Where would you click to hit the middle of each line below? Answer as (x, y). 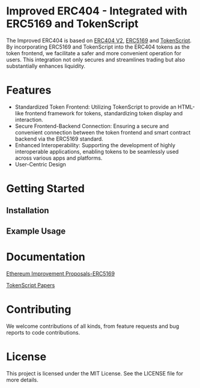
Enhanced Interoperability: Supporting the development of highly (95, 145)
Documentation (46, 257)
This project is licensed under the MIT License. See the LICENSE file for (95, 373)
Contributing (39, 309)
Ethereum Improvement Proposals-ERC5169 (61, 273)
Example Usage (36, 231)
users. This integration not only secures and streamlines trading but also (96, 59)
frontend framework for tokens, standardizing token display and (104, 113)
